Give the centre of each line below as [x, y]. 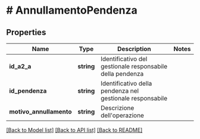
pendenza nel [119, 91]
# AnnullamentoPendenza [72, 10]
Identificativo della [126, 83]
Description [134, 49]
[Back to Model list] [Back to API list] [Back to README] [74, 130]
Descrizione [117, 108]
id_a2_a [20, 66]
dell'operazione [122, 115]
